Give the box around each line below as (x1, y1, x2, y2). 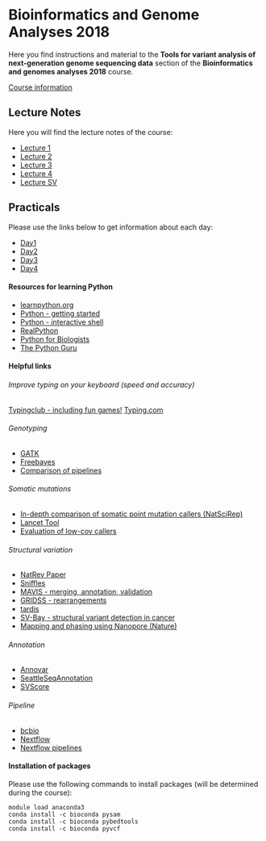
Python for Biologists (19, 334, 90, 344)
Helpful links (8, 361, 52, 371)
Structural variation (8, 545, 73, 554)
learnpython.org (19, 300, 74, 309)
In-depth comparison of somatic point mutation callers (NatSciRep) (19, 509, 243, 519)
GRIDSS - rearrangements (19, 595, 107, 605)
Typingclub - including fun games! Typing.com (8, 405, 164, 414)
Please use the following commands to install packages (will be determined (8, 779, 259, 788)
